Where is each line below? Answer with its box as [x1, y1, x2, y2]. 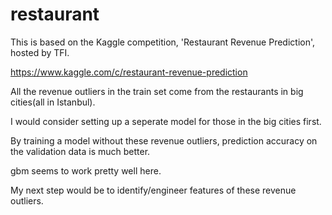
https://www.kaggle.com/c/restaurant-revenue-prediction [10, 66, 248, 78]
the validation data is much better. [10, 145, 151, 157]
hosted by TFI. [10, 46, 70, 58]
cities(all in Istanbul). [10, 96, 96, 108]
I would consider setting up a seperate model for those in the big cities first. [10, 115, 322, 127]
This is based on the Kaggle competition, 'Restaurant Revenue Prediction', [10, 36, 316, 48]
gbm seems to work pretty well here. [10, 164, 162, 177]
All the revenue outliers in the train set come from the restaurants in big [10, 85, 304, 97]
